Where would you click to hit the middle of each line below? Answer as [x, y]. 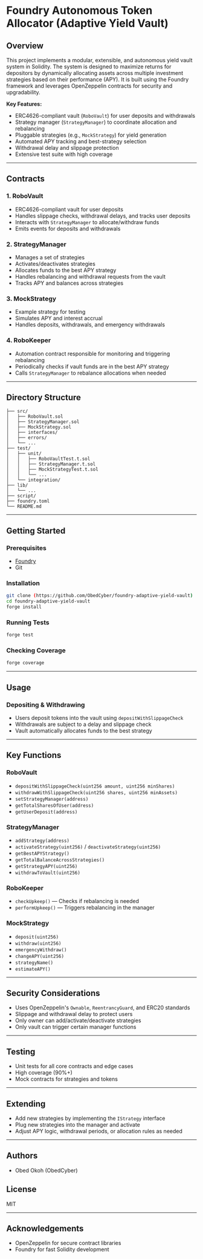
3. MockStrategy [31, 299]
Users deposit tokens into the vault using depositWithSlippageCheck [99, 718]
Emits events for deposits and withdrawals [68, 228]
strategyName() [34, 963]
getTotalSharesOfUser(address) [54, 805]
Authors [22, 1156]
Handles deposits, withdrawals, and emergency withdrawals [90, 325]
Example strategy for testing [50, 312]
